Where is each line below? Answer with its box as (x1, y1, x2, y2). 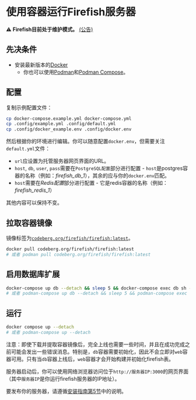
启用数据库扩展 (6, 270, 60, 280)
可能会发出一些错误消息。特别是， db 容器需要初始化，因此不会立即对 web (10, 348, 183, 355)
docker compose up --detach (6, 324, 75, 330)
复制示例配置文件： (6, 104, 52, 111)
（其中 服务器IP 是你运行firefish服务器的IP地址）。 (6, 375, 120, 382)
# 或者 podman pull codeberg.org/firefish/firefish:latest (6, 251, 151, 257)
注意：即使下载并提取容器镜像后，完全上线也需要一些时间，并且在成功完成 (6, 340, 185, 348)
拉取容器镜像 (6, 218, 52, 228)
